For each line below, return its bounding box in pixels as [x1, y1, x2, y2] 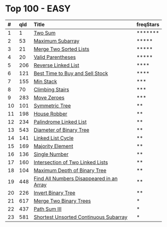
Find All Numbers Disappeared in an [33, 175, 118, 182]
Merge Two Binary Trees [33, 197, 91, 204]
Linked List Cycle [33, 134, 74, 141]
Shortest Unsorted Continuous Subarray [33, 214, 128, 221]
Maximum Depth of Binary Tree [33, 167, 107, 174]
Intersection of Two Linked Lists [33, 159, 108, 166]
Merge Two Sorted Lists [33, 45, 89, 52]
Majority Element [33, 142, 74, 149]
